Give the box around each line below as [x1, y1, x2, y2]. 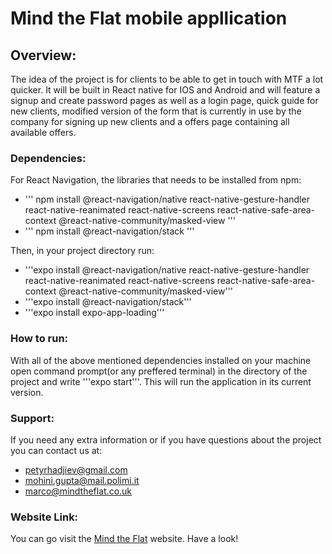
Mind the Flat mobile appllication [10, 7, 288, 30]
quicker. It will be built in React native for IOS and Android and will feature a [10, 84, 321, 96]
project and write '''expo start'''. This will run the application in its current [10, 375, 312, 387]
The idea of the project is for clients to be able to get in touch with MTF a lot [10, 73, 324, 85]
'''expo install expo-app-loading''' [24, 307, 165, 319]
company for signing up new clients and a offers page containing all [10, 116, 290, 127]
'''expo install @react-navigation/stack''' [24, 296, 192, 308]
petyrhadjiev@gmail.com [24, 463, 128, 476]
